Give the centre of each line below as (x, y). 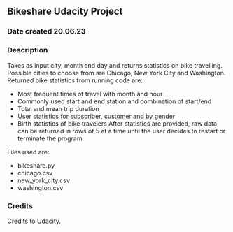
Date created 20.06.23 (47, 31)
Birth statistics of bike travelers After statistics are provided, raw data (117, 123)
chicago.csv (35, 173)
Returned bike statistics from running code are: (75, 80)
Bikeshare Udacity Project (65, 12)
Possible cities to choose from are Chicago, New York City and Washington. (116, 73)
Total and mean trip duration (58, 108)
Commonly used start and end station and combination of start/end (114, 101)
